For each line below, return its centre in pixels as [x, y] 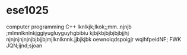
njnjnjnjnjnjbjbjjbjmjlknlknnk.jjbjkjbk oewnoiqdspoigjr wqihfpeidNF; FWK [94, 39]
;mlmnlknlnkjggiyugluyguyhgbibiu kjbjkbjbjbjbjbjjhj [68, 33]
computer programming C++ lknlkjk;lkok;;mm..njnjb [69, 27]
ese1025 [28, 10]
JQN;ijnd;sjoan [24, 46]
